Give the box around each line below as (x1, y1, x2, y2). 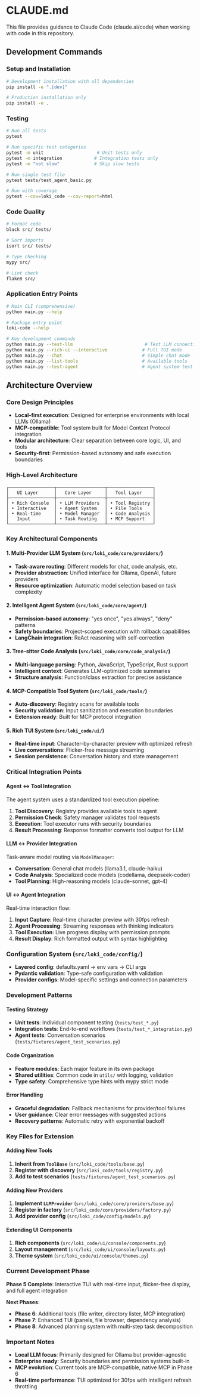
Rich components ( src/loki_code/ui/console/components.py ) (14, 1239, 166, 1247)
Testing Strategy (6, 1006, 49, 1013)
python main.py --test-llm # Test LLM (6, 341, 171, 348)
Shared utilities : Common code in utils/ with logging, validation (14, 1071, 174, 1079)
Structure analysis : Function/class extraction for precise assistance (14, 674, 182, 681)
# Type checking (6, 254, 46, 260)
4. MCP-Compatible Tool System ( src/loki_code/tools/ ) (6, 687, 148, 694)
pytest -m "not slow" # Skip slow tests (6, 160, 140, 167)
